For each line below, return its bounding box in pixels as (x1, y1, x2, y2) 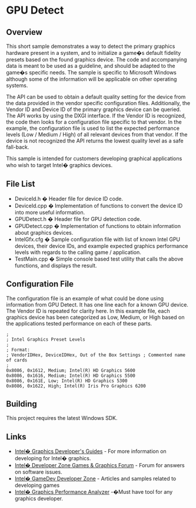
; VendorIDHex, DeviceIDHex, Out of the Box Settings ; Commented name (6, 352, 185, 358)
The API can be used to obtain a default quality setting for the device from (6, 93, 186, 100)
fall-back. (6, 144, 29, 151)
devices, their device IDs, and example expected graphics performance (14, 242, 188, 249)
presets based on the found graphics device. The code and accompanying (6, 56, 187, 63)
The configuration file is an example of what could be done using (6, 295, 164, 302)
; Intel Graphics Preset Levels (6, 336, 85, 343)
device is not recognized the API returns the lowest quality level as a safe (6, 137, 184, 144)
